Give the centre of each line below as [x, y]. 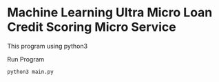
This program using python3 [48, 46]
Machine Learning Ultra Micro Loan [110, 13]
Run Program [26, 59]
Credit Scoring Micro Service [92, 27]
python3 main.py [30, 72]
